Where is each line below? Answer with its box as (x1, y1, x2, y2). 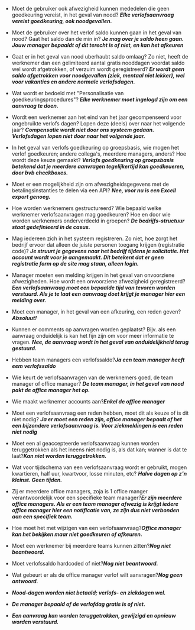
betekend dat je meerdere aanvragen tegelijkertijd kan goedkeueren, (11, 163, 185, 170)
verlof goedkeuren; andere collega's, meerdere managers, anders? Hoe (11, 150, 187, 157)
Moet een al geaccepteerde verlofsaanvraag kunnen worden (11, 440, 160, 447)
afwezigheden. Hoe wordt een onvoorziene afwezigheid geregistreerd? (11, 278, 186, 285)
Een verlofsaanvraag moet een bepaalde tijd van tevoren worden (11, 284, 175, 291)
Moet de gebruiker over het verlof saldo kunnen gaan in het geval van (11, 29, 182, 36)
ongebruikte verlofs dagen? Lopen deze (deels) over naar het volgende (11, 120, 186, 127)
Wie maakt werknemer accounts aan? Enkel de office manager (11, 398, 165, 405)
